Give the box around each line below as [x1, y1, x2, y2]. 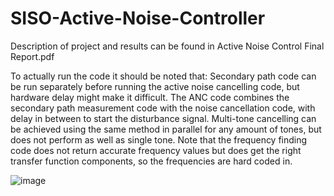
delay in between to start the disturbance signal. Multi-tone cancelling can [10, 112, 317, 124]
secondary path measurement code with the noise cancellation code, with [10, 102, 316, 114]
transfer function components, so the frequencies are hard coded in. [10, 155, 293, 167]
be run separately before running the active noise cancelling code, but [10, 80, 300, 92]
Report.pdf [10, 50, 55, 62]
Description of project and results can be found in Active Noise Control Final [10, 40, 325, 52]
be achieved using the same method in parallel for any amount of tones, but [10, 123, 322, 135]
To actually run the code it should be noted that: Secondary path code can [10, 70, 317, 82]
